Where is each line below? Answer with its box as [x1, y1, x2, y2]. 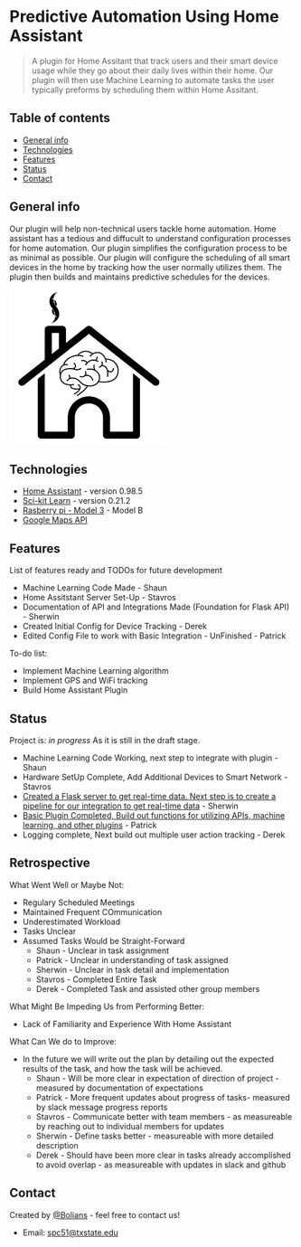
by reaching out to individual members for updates [35, 1120, 224, 1131]
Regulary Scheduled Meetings [22, 897, 136, 908]
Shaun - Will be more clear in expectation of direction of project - [35, 1072, 279, 1083]
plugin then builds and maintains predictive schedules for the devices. [9, 271, 270, 282]
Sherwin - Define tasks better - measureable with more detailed [35, 1130, 274, 1141]
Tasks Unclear [22, 925, 77, 937]
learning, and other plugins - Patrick [22, 820, 157, 830]
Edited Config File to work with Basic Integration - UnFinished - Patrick [22, 630, 287, 641]
